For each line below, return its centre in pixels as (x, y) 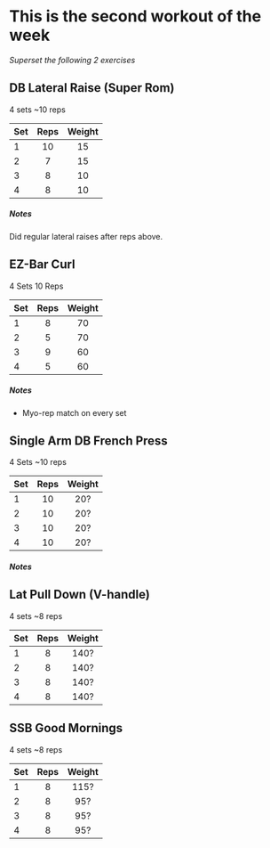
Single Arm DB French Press (89, 440)
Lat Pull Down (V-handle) (80, 595)
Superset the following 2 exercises (72, 60)
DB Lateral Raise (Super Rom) (92, 88)
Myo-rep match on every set (74, 412)
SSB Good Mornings (66, 728)
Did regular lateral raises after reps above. (86, 236)
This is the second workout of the (135, 16)
